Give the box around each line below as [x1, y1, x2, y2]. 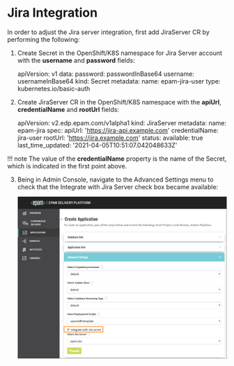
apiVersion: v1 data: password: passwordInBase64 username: [17, 70, 195, 78]
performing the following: [7, 35, 80, 43]
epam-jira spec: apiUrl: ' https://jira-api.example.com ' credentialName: [17, 126, 219, 134]
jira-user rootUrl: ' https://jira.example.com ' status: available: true [17, 134, 203, 142]
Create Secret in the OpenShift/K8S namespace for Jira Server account [17, 49, 223, 57]
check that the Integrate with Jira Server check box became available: [17, 182, 219, 191]
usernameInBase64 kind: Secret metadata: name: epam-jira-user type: [17, 77, 221, 85]
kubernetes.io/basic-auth [17, 84, 91, 93]
